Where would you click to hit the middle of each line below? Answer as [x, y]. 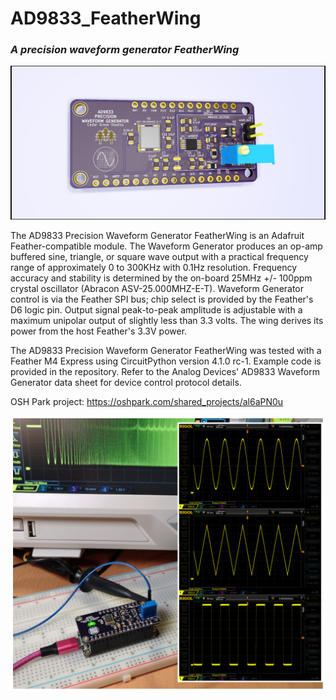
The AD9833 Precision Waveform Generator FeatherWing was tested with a [166, 350]
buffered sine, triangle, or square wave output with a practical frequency [159, 256]
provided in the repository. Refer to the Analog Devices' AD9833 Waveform [165, 371]
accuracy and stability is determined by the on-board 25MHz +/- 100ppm [161, 278]
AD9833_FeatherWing [106, 18]
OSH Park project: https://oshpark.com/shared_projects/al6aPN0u [147, 401]
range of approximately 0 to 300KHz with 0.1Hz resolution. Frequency [153, 267]
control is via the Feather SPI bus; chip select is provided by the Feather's [162, 299]
